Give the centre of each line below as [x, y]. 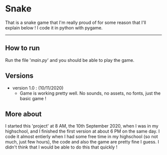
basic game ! [33, 98]
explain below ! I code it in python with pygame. [54, 27]
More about [24, 114]
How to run [23, 48]
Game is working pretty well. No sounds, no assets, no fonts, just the [90, 93]
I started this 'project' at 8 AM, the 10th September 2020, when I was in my [82, 126]
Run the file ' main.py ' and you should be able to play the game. [70, 60]
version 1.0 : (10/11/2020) [38, 88]
